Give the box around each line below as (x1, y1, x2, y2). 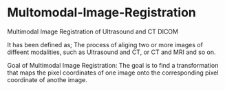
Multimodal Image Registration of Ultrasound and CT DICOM (7, 27, 179, 36)
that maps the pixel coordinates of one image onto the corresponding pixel (7, 68, 219, 77)
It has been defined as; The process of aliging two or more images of (7, 40, 203, 49)
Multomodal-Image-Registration (7, 5, 196, 21)
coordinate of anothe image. (7, 75, 87, 83)
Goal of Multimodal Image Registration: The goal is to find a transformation (7, 61, 219, 69)
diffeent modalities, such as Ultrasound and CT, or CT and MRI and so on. (7, 48, 216, 56)
